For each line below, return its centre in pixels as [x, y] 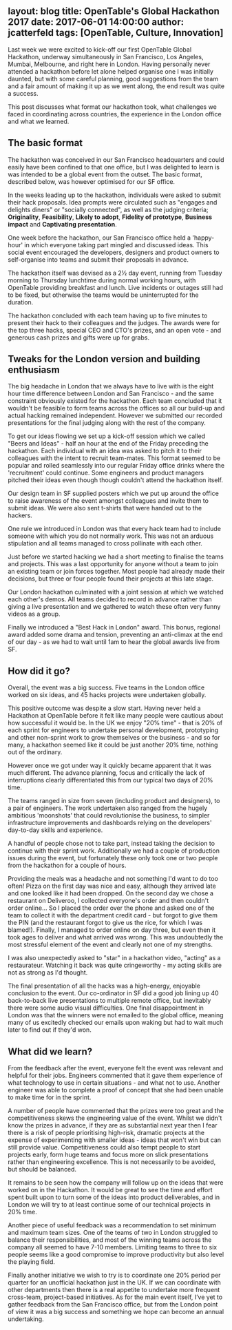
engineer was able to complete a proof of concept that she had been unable [116, 1090]
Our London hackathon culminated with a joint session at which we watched [116, 592]
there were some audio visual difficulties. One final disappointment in [106, 1008]
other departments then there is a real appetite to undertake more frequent [114, 1290]
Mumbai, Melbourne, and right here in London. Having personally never [109, 64]
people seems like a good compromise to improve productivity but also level [116, 1255]
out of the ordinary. [35, 752]
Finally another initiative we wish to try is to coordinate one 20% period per [114, 1275]
